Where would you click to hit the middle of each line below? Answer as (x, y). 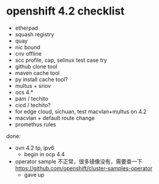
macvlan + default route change (55, 118)
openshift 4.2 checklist (66, 11)
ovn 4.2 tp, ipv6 (34, 148)
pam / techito (31, 99)
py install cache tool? (41, 79)
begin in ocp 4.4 (44, 154)
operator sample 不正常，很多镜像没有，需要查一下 (79, 161)
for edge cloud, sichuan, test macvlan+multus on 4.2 (81, 111)
